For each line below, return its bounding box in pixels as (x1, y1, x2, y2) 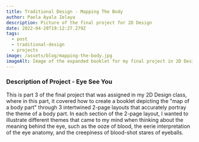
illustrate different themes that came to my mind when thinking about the (6, 116, 184, 123)
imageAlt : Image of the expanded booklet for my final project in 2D (6, 58, 182, 64)
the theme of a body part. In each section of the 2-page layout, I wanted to (6, 110, 188, 117)
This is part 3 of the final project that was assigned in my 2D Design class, (6, 91, 187, 98)
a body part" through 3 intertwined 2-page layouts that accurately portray (6, 104, 187, 111)
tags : (6, 31, 20, 37)
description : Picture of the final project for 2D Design (6, 20, 152, 25)
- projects (11, 47, 38, 53)
